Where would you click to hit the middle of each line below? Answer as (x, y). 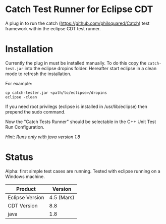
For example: (19, 83)
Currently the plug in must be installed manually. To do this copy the (76, 63)
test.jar (14, 69)
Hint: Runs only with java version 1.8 (43, 137)
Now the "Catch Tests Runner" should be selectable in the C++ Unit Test (81, 122)
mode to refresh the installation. (38, 74)
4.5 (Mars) (62, 197)
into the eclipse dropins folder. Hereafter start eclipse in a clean (91, 68)
